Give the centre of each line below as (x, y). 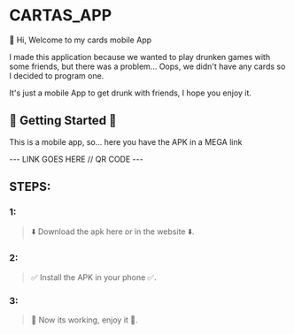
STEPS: (30, 187)
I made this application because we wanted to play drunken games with (140, 57)
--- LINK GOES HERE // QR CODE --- (76, 159)
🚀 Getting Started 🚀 (63, 121)
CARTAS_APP (61, 15)
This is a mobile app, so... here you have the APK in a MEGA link (126, 141)
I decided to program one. (57, 75)
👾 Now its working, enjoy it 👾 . (85, 320)
